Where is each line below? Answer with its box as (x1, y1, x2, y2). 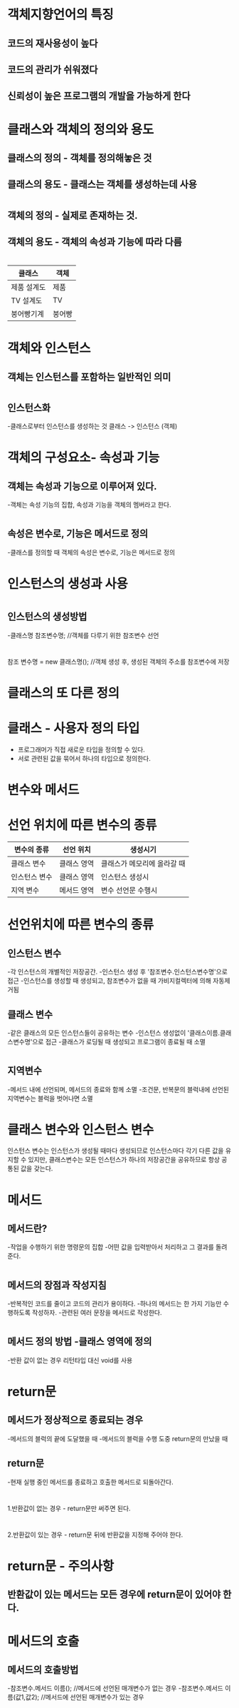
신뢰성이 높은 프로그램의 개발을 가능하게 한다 (7, 90, 191, 102)
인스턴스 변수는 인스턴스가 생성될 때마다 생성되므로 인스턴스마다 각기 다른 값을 (7, 1146, 224, 1155)
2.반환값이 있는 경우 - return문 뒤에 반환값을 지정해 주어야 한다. (7, 1530, 184, 1539)
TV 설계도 (11, 295, 43, 305)
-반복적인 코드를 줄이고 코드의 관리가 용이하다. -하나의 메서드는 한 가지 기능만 (7, 1300, 222, 1308)
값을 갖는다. (20, 1164, 53, 1173)
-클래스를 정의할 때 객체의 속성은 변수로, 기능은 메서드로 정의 (7, 547, 176, 557)
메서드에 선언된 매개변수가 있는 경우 (45, 1693, 144, 1702)
